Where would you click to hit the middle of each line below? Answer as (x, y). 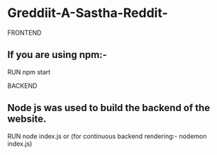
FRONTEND (24, 33)
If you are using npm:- (57, 55)
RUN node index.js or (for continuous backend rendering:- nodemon (107, 136)
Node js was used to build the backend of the (109, 108)
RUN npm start (29, 71)
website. (27, 119)
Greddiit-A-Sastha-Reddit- (88, 13)
